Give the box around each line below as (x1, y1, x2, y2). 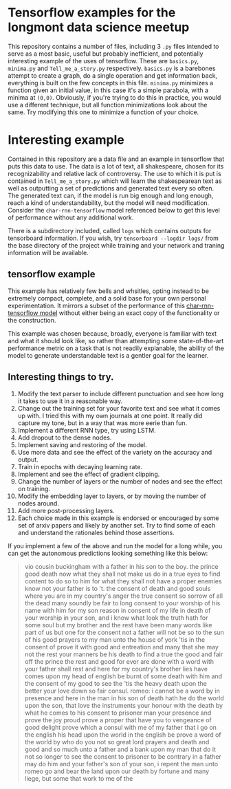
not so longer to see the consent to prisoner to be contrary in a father (24, 752, 222, 761)
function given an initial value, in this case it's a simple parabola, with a (8, 86, 209, 94)
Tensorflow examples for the (8, 5, 176, 21)
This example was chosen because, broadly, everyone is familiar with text (8, 329, 217, 338)
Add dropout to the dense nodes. (17, 433, 112, 442)
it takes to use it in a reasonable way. (17, 397, 123, 405)
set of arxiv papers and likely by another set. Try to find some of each (17, 521, 216, 529)
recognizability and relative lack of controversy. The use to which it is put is (8, 169, 222, 177)
